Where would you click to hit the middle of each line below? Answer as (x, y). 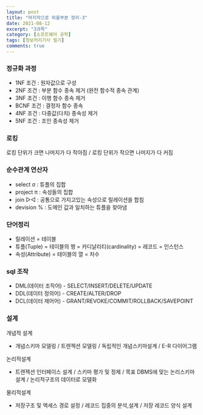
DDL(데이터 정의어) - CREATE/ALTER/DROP (68, 294)
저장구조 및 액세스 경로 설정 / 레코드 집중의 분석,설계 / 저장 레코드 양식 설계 (104, 405)
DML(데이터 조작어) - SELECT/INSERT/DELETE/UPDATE (84, 286)
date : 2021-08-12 (28, 23)
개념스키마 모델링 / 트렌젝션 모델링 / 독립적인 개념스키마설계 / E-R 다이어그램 (106, 346)
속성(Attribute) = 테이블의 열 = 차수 (57, 254)
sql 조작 (17, 271)
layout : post (23, 12)
